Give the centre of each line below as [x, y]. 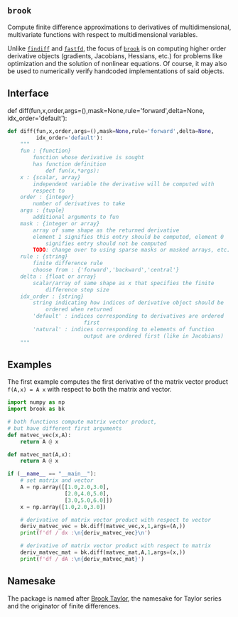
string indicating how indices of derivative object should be [128, 303]
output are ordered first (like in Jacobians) [153, 336]
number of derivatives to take [79, 204]
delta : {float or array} [59, 277]
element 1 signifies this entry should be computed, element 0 [128, 237]
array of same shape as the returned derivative [106, 230]
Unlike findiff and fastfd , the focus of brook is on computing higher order [117, 48]
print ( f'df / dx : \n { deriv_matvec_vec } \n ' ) [86, 533]
